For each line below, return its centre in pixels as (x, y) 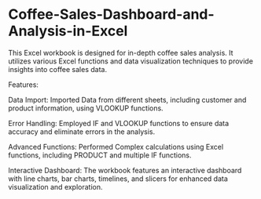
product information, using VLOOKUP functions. (86, 108)
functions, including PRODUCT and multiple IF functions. (100, 155)
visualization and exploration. (56, 186)
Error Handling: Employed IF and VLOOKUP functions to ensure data (119, 123)
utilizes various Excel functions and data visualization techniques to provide (131, 61)
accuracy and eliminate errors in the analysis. (82, 132)
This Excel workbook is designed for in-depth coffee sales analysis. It (121, 52)
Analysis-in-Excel (68, 31)
